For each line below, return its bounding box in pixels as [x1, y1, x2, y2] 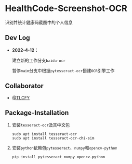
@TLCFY [12, 95, 30, 100]
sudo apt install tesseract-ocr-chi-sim [12, 136, 94, 141]
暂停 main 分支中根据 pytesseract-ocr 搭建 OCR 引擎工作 [12, 68, 115, 73]
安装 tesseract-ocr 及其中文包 [12, 122, 70, 128]
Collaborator [5, 82, 44, 90]
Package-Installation [5, 109, 69, 117]
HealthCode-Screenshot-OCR [5, 3, 128, 14]
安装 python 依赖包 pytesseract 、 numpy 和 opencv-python [12, 145, 118, 151]
